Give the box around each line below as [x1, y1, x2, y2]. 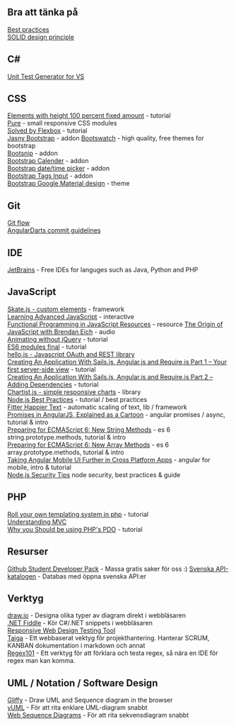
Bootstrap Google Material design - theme [7, 179, 130, 188]
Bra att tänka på [7, 6, 78, 18]
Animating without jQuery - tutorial [7, 335, 108, 343]
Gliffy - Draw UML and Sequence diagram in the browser [7, 696, 173, 705]
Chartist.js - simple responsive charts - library [7, 387, 141, 396]
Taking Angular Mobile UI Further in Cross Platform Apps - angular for [7, 455, 211, 464]
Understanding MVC [7, 518, 67, 526]
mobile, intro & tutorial [7, 463, 72, 471]
